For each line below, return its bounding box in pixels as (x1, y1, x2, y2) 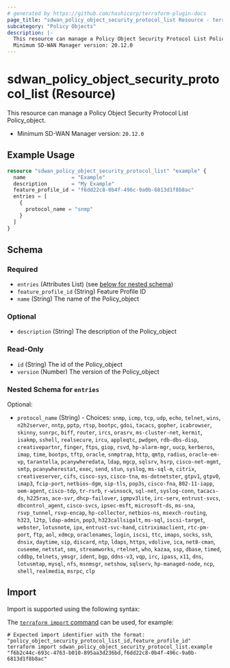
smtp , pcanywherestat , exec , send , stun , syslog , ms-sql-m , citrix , (16, 465, 196, 473)
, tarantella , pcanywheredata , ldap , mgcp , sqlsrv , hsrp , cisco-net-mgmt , (23, 457, 221, 465)
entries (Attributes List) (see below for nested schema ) (16, 280, 174, 288)
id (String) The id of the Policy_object (16, 360, 123, 368)
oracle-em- (189, 451, 220, 459)
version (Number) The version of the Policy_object (16, 367, 159, 376)
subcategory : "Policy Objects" (7, 23, 97, 30)
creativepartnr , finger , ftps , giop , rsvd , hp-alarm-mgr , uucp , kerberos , (16, 443, 215, 451)
